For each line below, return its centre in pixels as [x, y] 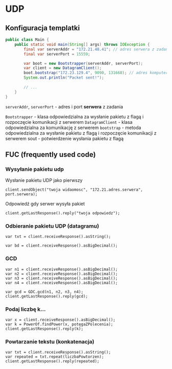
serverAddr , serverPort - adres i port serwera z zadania [64, 106]
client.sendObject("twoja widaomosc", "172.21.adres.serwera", [74, 190]
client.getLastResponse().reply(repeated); [52, 361]
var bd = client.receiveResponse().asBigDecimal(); [61, 246]
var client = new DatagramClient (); [63, 68]
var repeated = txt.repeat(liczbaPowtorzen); [55, 357]
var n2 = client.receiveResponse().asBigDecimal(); [61, 274]
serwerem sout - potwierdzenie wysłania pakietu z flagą [64, 138]
